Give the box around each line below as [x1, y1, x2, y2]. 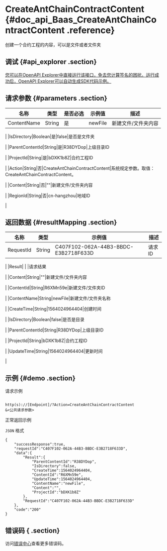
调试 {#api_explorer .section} [5, 58, 97, 66]
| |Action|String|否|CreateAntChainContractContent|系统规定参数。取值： [5, 165, 155, 171]
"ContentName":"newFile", [31, 481, 85, 486]
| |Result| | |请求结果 [5, 264, 46, 270]
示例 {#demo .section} [5, 374, 76, 382]
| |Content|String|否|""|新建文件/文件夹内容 [5, 182, 93, 188]
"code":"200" [14, 507, 41, 512]
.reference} [66, 25, 115, 36]
